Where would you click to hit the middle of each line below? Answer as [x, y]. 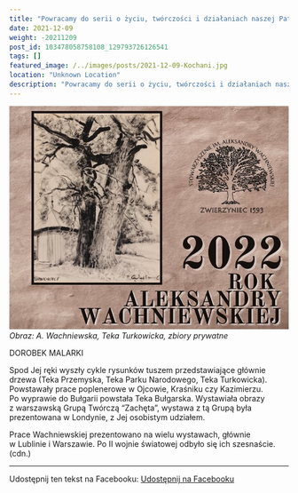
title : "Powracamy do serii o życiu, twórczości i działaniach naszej [142, 19]
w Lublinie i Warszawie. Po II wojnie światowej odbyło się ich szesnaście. [142, 444]
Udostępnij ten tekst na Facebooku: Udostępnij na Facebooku [122, 479]
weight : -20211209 [43, 37]
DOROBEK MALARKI [47, 353]
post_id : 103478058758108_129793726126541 [89, 47]
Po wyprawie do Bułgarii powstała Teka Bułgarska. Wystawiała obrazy [137, 399]
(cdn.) [20, 454]
